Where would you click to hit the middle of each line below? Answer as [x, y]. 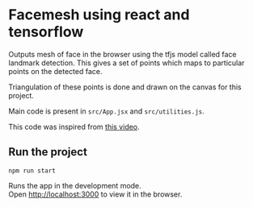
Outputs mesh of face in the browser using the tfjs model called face [122, 54]
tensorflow [46, 32]
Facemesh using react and [99, 15]
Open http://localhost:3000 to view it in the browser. [95, 194]
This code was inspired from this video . [74, 126]
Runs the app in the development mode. [75, 185]
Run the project [48, 152]
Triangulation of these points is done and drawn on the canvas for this [125, 87]
